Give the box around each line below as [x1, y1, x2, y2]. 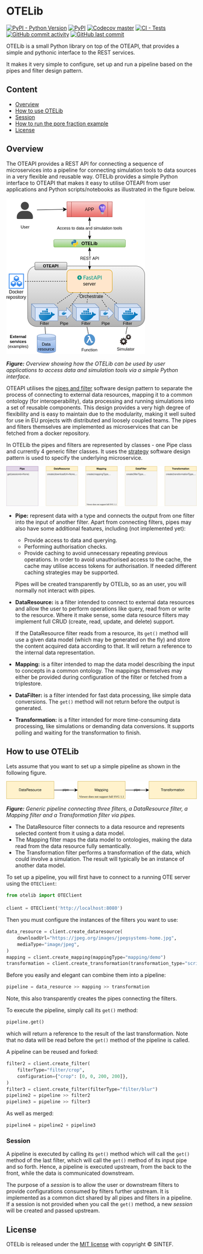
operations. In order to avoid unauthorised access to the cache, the [24, 555, 192, 563]
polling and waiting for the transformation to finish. [14, 729, 141, 736]
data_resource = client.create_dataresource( [6, 929, 123, 935]
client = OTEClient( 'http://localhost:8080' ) [6, 906, 123, 912]
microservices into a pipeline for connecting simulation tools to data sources [6, 166, 196, 174]
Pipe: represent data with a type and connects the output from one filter [14, 512, 195, 519]
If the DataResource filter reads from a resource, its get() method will [14, 629, 188, 636]
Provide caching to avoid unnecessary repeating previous [24, 549, 168, 557]
